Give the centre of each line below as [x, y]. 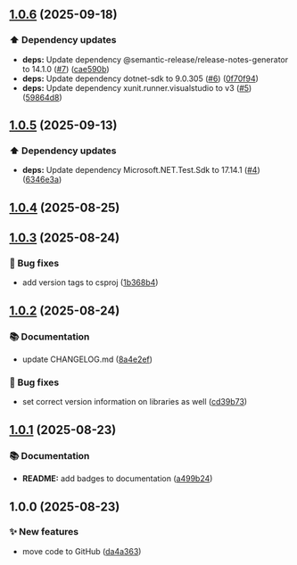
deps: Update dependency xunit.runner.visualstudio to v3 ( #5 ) [137, 87]
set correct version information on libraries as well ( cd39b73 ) [135, 402]
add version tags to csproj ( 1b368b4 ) [90, 282]
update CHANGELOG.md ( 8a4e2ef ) [87, 359]
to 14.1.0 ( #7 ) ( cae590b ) [66, 69]
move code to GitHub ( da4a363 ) [82, 551]
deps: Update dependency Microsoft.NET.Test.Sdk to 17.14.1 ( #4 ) [141, 170]
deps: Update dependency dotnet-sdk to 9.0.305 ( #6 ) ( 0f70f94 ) [140, 78]
